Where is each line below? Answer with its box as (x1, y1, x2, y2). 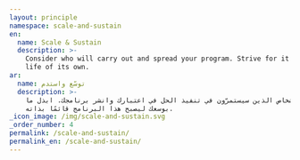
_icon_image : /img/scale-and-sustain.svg (9, 112, 166, 121)
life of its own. (25, 63, 90, 72)
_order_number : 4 (9, 121, 74, 130)
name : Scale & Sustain (17, 37, 102, 47)
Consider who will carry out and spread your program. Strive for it (25, 54, 290, 63)
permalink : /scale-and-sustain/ (9, 129, 129, 138)
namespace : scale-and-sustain (9, 21, 122, 30)
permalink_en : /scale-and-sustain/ (9, 137, 142, 146)
